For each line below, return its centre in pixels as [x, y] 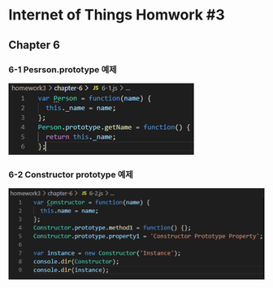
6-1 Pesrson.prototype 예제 [63, 69]
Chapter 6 [35, 45]
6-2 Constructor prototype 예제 [71, 174]
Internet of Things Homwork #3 [117, 15]
